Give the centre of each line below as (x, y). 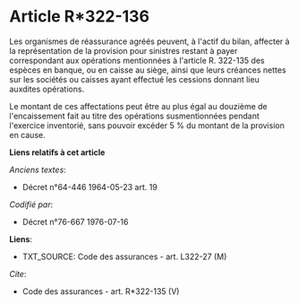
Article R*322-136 (80, 17)
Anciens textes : (38, 169)
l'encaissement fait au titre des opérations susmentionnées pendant (134, 116)
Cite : (18, 274)
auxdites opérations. (47, 89)
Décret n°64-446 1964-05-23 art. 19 (90, 187)
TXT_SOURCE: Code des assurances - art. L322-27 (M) (124, 256)
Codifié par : (31, 204)
